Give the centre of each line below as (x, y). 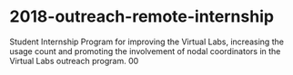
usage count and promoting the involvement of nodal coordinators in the (145, 51)
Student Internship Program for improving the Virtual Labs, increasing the (147, 42)
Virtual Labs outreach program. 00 (74, 61)
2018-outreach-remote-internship (142, 17)
